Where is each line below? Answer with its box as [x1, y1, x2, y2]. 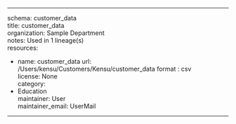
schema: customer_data [7, 14, 77, 22]
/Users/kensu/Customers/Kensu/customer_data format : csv [17, 64, 192, 73]
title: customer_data [7, 22, 65, 29]
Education [17, 87, 47, 95]
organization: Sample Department [7, 29, 105, 37]
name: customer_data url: [17, 57, 91, 65]
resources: [7, 43, 39, 52]
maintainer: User [17, 95, 66, 102]
